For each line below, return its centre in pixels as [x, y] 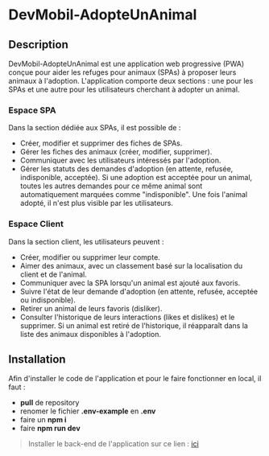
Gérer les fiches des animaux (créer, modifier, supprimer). [116, 152]
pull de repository [50, 403]
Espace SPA [32, 110]
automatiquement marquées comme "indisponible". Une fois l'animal [134, 195]
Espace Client [36, 224]
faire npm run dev [50, 429]
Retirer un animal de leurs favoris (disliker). [91, 308]
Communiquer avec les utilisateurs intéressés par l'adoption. [120, 160]
